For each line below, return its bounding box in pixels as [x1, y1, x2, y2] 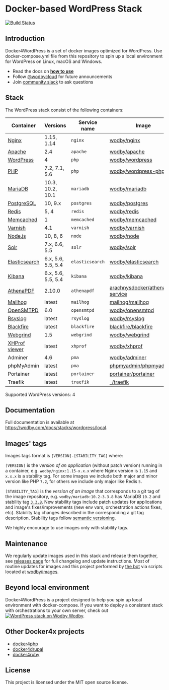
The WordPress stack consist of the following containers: [5, 107, 124, 113]
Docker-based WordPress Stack [5, 3, 142, 15]
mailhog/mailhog [109, 298, 149, 305]
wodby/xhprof [109, 342, 143, 350]
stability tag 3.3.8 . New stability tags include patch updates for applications [5, 499, 162, 505]
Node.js [8, 232, 26, 239]
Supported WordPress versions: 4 [5, 391, 75, 397]
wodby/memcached [109, 216, 157, 223]
